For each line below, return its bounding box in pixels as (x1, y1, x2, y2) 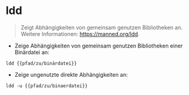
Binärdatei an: (14, 48, 50, 55)
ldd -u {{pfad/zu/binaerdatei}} (5, 83, 88, 89)
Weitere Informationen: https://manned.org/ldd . (20, 30, 140, 37)
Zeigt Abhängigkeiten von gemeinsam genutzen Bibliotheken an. (20, 24, 183, 31)
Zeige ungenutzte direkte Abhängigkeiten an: (14, 71, 129, 78)
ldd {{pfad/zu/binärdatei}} (5, 60, 77, 66)
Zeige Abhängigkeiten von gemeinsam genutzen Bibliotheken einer (14, 42, 184, 49)
